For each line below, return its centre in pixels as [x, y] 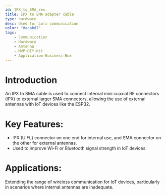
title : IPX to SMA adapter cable [40, 14]
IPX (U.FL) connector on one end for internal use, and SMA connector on [86, 138]
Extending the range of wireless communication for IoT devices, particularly [83, 182]
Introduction [31, 80]
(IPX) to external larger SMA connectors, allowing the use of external [75, 99]
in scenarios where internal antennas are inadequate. [59, 187]
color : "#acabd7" [23, 28]
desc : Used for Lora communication [42, 23]
